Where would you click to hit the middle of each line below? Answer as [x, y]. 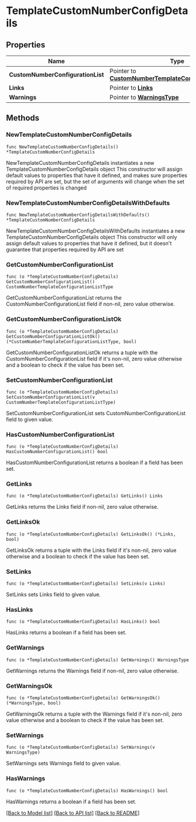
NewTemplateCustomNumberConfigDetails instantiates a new [80, 163]
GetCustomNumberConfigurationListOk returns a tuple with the [82, 353]
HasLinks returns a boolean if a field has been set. [66, 633]
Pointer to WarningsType [144, 97]
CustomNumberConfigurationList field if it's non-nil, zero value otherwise [94, 358]
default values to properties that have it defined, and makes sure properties [97, 175]
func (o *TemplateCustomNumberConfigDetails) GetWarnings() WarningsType [98, 660]
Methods [23, 118]
